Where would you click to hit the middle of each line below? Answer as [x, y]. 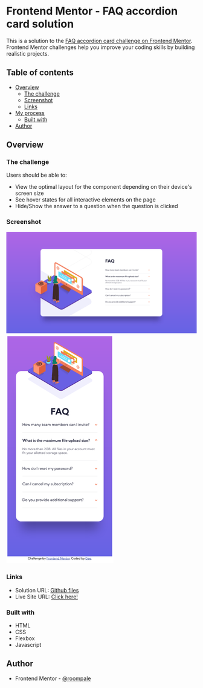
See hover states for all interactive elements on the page [85, 200]
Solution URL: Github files [47, 590]
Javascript [28, 645]
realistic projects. [28, 53]
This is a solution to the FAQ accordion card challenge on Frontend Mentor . [99, 41]
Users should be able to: [37, 175]
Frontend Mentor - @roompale [53, 678]
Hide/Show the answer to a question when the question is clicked [96, 206]
